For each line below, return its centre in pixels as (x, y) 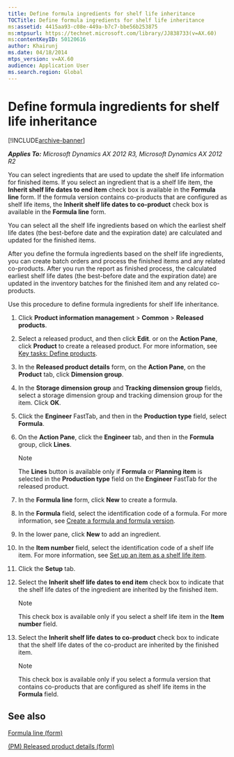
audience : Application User (49, 66)
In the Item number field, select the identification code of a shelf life (116, 548)
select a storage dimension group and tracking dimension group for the (120, 395)
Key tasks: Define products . (58, 353)
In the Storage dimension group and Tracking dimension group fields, (120, 388)
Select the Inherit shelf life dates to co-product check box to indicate (118, 638)
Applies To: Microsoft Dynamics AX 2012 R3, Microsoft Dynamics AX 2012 (115, 154)
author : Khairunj (33, 46)
